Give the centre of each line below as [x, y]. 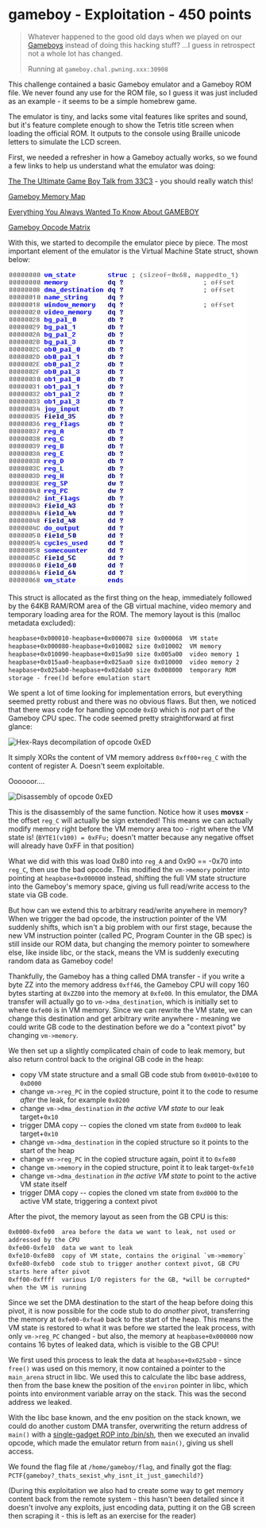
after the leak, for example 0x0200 [75, 1100]
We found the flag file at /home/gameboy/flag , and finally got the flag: [120, 1466]
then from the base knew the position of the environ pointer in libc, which [128, 1385]
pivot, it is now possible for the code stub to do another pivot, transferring [129, 1310]
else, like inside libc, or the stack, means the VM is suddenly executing [124, 952]
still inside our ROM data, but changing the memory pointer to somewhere [129, 943]
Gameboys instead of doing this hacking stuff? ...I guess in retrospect [141, 44]
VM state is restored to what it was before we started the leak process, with [132, 1327]
